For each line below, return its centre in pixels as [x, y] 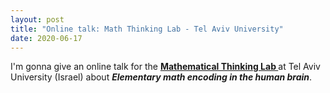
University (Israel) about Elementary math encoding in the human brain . [161, 77]
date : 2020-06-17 [46, 38]
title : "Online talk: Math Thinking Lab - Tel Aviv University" [147, 29]
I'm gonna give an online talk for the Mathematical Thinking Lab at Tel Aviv [165, 67]
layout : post [37, 19]
